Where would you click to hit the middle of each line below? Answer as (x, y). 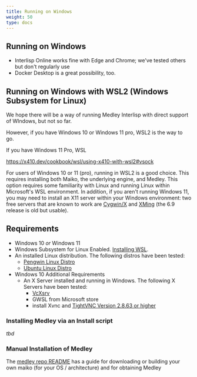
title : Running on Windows (39, 11)
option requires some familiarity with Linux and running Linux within (88, 185)
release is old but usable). (37, 210)
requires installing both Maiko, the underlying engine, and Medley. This (92, 179)
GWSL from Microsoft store (65, 299)
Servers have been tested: (55, 286)
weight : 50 (19, 17)
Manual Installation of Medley (49, 349)
